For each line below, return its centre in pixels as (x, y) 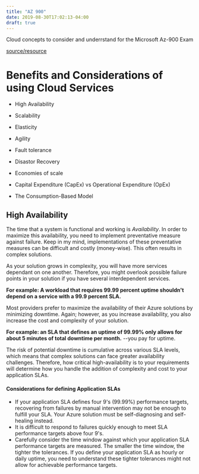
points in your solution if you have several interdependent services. (88, 279)
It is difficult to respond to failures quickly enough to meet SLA (91, 427)
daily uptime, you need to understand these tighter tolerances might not (103, 459)
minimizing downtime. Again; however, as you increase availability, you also (99, 314)
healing (24, 421)
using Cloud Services (60, 88)
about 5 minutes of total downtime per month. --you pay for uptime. (91, 339)
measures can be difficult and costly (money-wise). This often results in (94, 248)
